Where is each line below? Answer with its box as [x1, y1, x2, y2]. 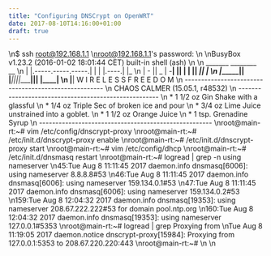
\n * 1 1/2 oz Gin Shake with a [161, 92, 258, 102]
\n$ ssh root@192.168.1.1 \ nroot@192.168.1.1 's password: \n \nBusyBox [8, 49, 241, 59]
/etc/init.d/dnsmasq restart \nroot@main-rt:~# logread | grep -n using [8, 152, 242, 162]
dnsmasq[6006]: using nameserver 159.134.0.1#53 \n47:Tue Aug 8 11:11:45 [8, 178, 256, 188]
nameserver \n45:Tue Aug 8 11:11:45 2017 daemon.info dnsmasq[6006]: [8, 161, 248, 171]
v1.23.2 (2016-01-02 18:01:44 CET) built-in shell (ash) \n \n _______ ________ [8, 58, 257, 67]
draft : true [8, 27, 49, 35]
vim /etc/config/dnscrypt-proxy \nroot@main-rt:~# [27, 126, 197, 136]
